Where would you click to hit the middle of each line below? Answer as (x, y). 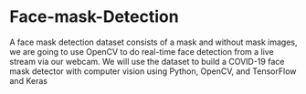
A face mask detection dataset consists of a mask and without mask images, (153, 42)
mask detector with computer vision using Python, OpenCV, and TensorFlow (153, 71)
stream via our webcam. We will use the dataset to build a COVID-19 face (147, 61)
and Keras (29, 80)
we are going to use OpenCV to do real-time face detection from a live (142, 51)
